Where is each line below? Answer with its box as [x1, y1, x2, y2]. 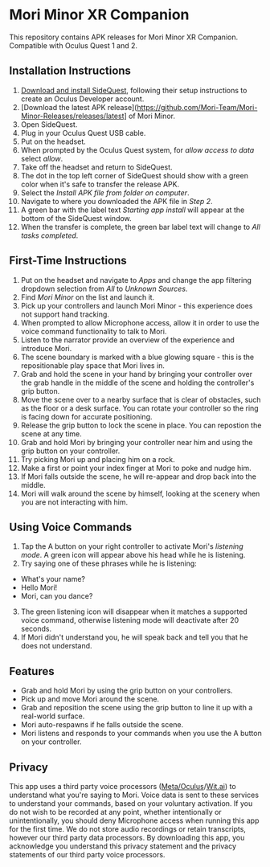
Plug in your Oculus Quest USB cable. [20, 128, 146, 137]
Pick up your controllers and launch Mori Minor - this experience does [20, 301, 253, 310]
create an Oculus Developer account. [20, 94, 145, 104]
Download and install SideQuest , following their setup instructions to [20, 85, 247, 95]
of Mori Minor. [128, 111, 176, 121]
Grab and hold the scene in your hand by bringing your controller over [20, 369, 252, 378]
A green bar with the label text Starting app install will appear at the [20, 205, 245, 215]
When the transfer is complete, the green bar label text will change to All [20, 222, 260, 231]
